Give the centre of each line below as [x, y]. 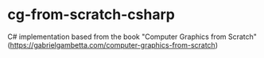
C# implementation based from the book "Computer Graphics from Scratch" [132, 37]
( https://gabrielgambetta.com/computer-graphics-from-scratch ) [113, 44]
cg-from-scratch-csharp [91, 15]
